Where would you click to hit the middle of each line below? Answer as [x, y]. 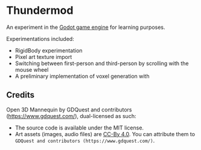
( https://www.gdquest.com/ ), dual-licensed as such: [71, 116]
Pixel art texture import [43, 57]
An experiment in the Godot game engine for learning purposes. [86, 27]
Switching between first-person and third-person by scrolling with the [102, 63]
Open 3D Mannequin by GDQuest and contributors [69, 110]
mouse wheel [32, 69]
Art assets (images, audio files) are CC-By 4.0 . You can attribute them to [105, 134]
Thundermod [40, 11]
